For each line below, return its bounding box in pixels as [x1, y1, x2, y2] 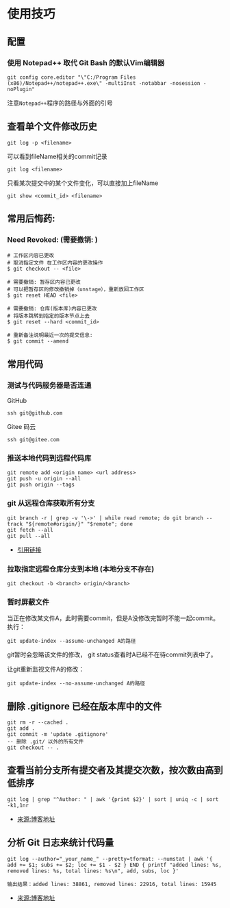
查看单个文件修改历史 [7, 121, 97, 132]
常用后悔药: [7, 213, 56, 225]
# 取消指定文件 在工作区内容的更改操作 [7, 260, 103, 267]
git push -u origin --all [7, 476, 81, 482]
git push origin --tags [7, 481, 75, 489]
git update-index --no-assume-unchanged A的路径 [7, 680, 146, 687]
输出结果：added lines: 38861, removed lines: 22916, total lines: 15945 [7, 881, 217, 887]
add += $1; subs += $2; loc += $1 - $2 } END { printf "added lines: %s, [7, 861, 222, 868]
